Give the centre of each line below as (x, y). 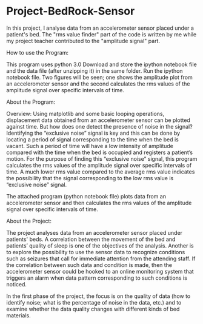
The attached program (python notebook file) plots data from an (86, 196)
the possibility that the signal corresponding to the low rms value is (90, 178)
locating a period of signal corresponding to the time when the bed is (92, 139)
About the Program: (31, 102)
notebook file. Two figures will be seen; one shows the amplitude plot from (99, 77)
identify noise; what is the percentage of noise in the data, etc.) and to (94, 302)
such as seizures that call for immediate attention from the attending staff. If (101, 258)
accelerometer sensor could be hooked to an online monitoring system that (100, 271)
